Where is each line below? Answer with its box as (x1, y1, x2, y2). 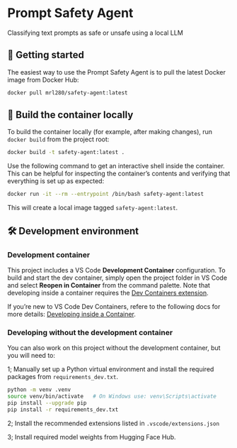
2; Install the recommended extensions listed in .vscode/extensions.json (7, 419, 220, 427)
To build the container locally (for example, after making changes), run (7, 128, 213, 136)
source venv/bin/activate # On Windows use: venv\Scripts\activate (7, 393, 217, 400)
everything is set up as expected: (7, 177, 105, 185)
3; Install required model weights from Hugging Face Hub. (7, 432, 176, 441)
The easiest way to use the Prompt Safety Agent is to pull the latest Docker (7, 67, 226, 76)
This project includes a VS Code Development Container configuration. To (7, 266, 226, 274)
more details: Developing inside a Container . (7, 310, 137, 318)
